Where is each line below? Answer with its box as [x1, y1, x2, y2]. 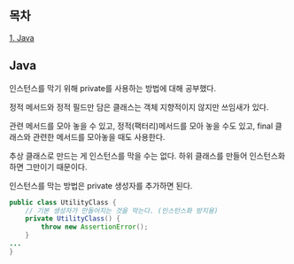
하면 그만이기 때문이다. [9, 161, 88, 172]
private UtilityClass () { [25, 214, 121, 223]
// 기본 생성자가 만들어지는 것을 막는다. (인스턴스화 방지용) [25, 206, 219, 215]
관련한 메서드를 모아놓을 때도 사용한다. [32, 131, 166, 142]
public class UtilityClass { [9, 198, 117, 206]
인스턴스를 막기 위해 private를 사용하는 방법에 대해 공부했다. [9, 82, 217, 93]
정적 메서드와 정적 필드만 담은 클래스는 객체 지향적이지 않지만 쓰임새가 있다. [9, 101, 269, 113]
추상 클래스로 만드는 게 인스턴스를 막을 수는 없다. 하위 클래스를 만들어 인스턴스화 [9, 150, 286, 161]
